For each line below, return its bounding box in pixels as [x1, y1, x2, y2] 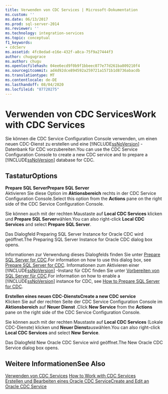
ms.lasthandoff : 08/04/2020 [5, 82, 64, 87]
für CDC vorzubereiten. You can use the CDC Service [29, 146, 138, 152]
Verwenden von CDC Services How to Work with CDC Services [5, 373, 136, 379]
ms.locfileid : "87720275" [5, 86, 59, 92]
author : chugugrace [5, 54, 46, 59]
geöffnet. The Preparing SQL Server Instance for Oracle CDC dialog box [5, 237, 153, 243]
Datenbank [5, 146, 28, 152]
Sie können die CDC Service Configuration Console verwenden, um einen [5, 136, 157, 142]
